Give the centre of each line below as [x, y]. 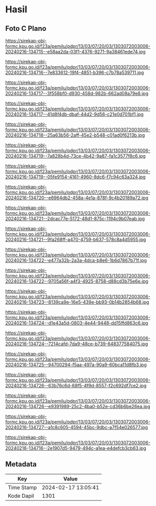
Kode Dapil [21, 496]
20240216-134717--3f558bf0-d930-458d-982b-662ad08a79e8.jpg [77, 93]
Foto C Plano [26, 29]
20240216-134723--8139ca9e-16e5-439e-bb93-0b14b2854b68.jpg [77, 302]
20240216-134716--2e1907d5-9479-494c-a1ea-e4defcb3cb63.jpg [76, 448]
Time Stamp [23, 488]
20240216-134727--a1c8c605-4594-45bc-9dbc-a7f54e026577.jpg [77, 427]
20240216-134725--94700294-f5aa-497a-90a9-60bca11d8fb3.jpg [76, 365]
